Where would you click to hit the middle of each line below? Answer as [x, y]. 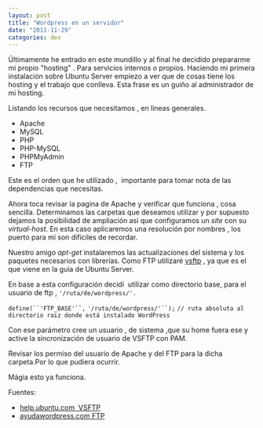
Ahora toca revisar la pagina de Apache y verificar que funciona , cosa [122, 204]
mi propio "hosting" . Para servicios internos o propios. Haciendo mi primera [131, 68]
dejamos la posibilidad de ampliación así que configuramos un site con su [128, 221]
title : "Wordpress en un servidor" [66, 23]
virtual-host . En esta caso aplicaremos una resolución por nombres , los [124, 229]
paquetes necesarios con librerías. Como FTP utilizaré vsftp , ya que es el [127, 261]
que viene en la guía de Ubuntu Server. [71, 269]
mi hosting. [26, 93]
